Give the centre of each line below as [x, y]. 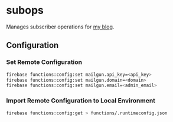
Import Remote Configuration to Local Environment [81, 101]
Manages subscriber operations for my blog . [60, 27]
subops [25, 10]
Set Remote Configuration [44, 62]
